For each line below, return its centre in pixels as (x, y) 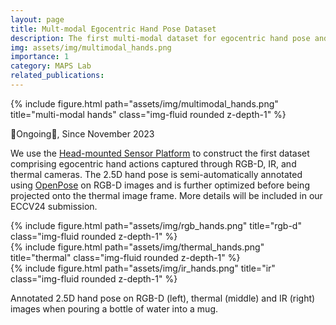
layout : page (37, 19)
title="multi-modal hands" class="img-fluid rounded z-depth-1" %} (148, 114)
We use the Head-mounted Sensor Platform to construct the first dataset (160, 153)
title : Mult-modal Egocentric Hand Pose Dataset (113, 29)
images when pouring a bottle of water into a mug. (114, 308)
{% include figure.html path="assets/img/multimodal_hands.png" (144, 103)
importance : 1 (40, 57)
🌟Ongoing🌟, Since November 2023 (82, 133)
